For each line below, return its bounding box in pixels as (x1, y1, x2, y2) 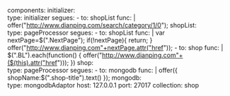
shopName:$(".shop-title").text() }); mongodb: (7, 73, 142, 82)
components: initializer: (7, 6, 76, 14)
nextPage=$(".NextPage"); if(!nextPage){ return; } (7, 36, 153, 44)
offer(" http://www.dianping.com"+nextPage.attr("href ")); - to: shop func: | (7, 44, 224, 52)
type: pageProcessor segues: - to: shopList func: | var (7, 28, 165, 37)
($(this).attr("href (7, 59, 58, 66)
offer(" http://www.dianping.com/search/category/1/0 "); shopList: (7, 21, 197, 29)
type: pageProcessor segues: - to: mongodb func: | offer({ (7, 66, 178, 74)
